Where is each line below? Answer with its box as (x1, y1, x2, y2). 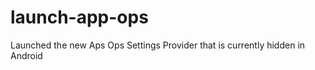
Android (10, 49, 43, 61)
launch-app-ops (10, 6, 149, 29)
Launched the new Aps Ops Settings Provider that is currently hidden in (10, 39, 306, 51)
